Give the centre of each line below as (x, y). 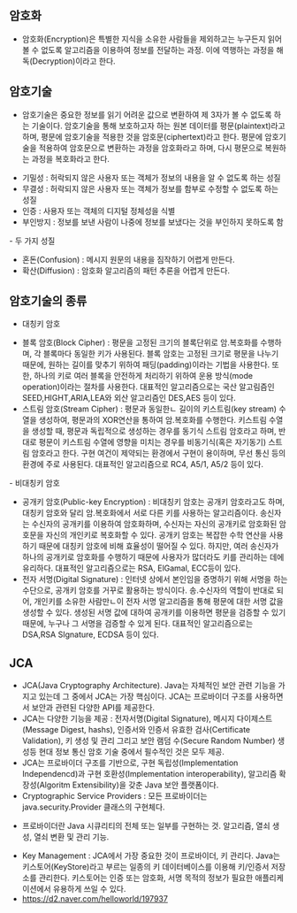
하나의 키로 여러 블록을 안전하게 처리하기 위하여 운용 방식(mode (144, 376)
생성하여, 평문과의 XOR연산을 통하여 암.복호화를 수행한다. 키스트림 (152, 420)
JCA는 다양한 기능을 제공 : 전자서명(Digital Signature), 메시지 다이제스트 (147, 718)
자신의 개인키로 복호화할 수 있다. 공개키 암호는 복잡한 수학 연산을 (156, 535)
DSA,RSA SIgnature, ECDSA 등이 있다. (90, 634)
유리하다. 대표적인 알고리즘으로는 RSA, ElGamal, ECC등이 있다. (131, 568)
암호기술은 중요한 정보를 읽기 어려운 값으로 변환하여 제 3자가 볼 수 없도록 (147, 114)
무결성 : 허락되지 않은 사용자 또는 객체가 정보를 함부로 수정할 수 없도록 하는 (150, 188)
